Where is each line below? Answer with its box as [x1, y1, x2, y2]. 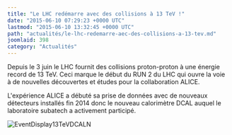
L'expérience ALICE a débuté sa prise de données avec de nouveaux [7, 91, 208, 100]
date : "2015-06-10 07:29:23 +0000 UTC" [7, 17, 125, 24]
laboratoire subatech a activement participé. [7, 107, 137, 115]
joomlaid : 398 [7, 37, 50, 44]
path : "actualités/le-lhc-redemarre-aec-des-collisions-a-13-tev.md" [7, 30, 217, 37]
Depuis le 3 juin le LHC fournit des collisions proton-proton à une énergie [7, 63, 221, 71]
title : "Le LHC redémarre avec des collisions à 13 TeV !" [7, 10, 185, 18]
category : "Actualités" [7, 43, 78, 50]
